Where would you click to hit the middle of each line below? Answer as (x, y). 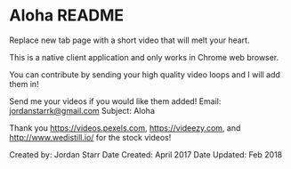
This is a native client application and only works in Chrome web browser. (144, 57)
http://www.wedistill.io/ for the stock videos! (90, 137)
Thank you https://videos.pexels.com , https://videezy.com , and (125, 128)
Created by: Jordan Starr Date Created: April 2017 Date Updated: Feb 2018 (146, 154)
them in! (24, 84)
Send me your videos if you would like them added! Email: (115, 101)
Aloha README (67, 16)
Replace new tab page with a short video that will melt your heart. (129, 40)
